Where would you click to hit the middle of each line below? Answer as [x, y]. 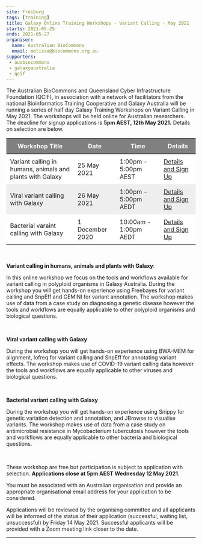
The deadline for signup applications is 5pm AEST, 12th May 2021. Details [98, 123]
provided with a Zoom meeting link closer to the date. [72, 529]
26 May [88, 195]
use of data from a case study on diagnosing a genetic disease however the [100, 303]
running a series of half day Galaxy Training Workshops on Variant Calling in [100, 110]
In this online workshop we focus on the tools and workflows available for [97, 277]
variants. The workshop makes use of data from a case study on [86, 425]
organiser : [20, 40]
